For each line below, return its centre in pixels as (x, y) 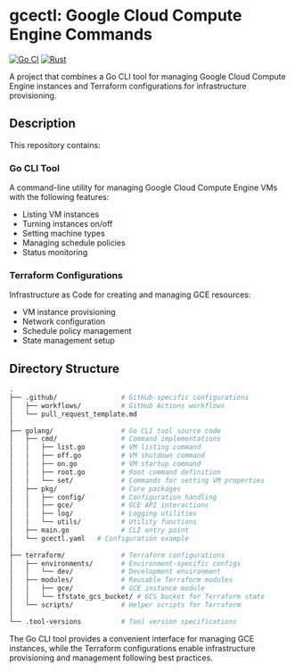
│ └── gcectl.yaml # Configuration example (99, 538)
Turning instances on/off (67, 224)
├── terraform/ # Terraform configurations (117, 555)
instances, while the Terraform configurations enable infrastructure (132, 648)
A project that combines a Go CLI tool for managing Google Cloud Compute (148, 76)
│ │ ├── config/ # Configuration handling (113, 497)
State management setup (69, 341)
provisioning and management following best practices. (111, 658)
